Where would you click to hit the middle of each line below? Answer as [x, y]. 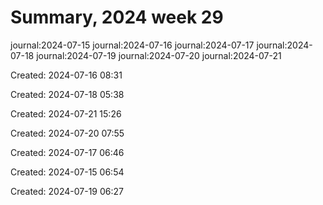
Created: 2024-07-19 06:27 [67, 191]
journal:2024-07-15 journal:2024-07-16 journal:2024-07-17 [132, 45]
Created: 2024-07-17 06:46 [67, 152]
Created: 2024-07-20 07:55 [67, 133]
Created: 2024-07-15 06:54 [67, 172]
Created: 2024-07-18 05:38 [67, 94]
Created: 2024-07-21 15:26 [66, 113]
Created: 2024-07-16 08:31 [66, 75]
